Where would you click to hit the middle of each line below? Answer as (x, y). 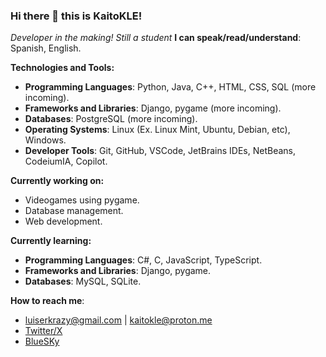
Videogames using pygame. (82, 200)
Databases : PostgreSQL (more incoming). (111, 119)
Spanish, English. (46, 48)
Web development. (63, 221)
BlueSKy (42, 341)
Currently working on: (57, 181)
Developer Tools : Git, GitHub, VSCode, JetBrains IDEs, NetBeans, (160, 151)
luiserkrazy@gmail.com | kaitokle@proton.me (118, 320)
